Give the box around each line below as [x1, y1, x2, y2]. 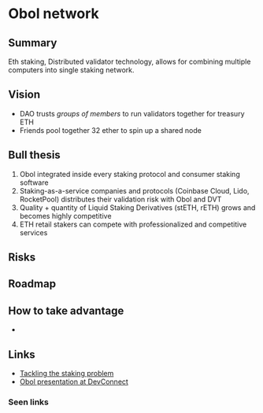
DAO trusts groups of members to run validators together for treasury [19, 109, 245, 118]
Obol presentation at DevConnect [19, 377, 128, 386]
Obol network [8, 5, 100, 23]
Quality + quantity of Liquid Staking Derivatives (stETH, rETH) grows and [19, 202, 256, 212]
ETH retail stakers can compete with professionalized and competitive [19, 219, 247, 229]
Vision [8, 88, 41, 101]
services [19, 227, 48, 237]
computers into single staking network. [8, 65, 135, 75]
